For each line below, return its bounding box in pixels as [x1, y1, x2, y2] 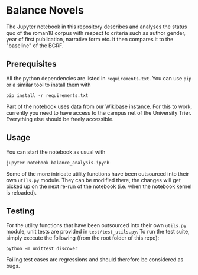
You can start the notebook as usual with [6, 148, 106, 156]
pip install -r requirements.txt [6, 92, 89, 98]
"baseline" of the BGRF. [6, 42, 64, 49]
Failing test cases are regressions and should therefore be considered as [6, 256, 184, 263]
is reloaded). [6, 189, 37, 196]
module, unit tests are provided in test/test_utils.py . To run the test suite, [6, 228, 190, 235]
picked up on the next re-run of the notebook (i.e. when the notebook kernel [6, 183, 192, 190]
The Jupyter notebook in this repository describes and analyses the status [6, 23, 187, 30]
